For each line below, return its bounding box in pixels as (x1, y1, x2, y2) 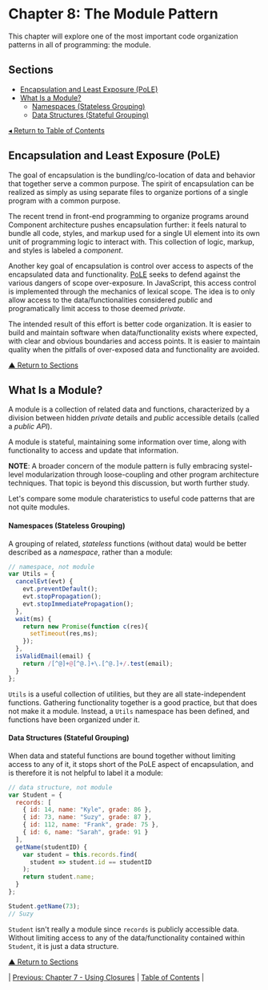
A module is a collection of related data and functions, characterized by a (8, 404, 250, 414)
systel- (229, 461, 254, 471)
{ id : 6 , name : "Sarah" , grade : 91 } (22, 828, 149, 837)
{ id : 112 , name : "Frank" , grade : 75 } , (22, 821, 159, 829)
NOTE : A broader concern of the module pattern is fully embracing (8, 461, 229, 471)
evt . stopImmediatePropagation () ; (22, 599, 134, 608)
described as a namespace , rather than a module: (8, 547, 174, 557)
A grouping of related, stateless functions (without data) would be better (8, 538, 247, 548)
